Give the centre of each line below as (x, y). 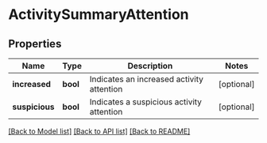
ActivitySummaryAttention (99, 15)
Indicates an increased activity (147, 79)
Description (150, 66)
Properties (35, 44)
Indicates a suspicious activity (146, 102)
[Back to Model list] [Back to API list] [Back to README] (99, 131)
